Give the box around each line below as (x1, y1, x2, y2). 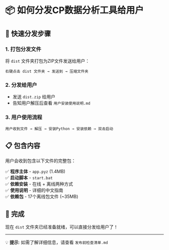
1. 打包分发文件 (5, 46, 42, 53)
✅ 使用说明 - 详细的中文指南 (5, 187, 64, 193)
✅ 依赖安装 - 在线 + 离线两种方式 (5, 181, 73, 187)
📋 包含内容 (5, 141, 41, 150)
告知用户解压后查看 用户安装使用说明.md (12, 100, 91, 106)
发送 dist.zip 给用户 (12, 94, 55, 100)
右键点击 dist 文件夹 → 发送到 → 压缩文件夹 (5, 69, 89, 74)
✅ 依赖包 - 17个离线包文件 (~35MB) (5, 194, 78, 200)
